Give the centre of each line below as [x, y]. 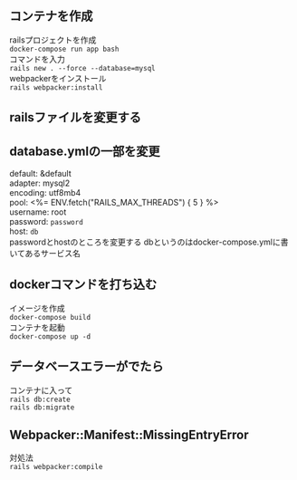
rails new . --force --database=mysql [82, 68]
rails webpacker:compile [56, 467]
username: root [38, 212]
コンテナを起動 [37, 327]
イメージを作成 [37, 308]
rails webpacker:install [56, 87]
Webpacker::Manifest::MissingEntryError [129, 435]
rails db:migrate [42, 407]
